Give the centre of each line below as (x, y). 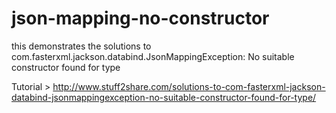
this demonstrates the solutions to (81, 46)
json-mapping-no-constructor (140, 18)
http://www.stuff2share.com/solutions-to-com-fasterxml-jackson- (189, 86)
